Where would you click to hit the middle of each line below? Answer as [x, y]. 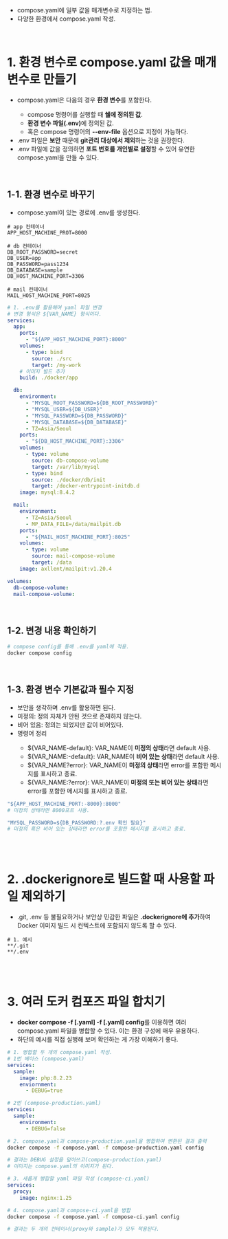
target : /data [52, 562]
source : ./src [52, 359]
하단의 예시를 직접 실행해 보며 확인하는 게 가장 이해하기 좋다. [98, 1040]
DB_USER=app [24, 258]
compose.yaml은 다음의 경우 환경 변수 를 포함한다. [84, 100]
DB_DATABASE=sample [35, 270]
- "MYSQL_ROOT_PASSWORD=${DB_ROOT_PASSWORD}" [91, 403]
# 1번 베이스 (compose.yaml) [46, 1059]
